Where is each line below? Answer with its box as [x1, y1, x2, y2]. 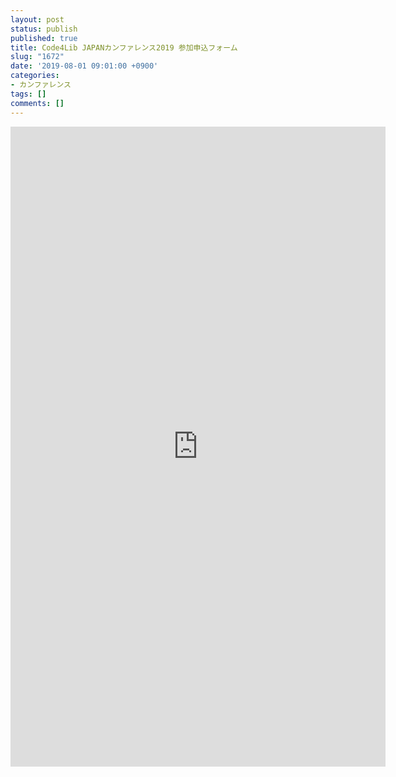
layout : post [10, 14, 65, 25]
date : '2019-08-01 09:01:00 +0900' [10, 61, 159, 71]
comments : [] [10, 98, 65, 108]
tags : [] [10, 89, 47, 99]
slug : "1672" [10, 52, 65, 62]
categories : [10, 71, 60, 81]
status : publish [10, 24, 78, 34]
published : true [10, 33, 78, 43]
